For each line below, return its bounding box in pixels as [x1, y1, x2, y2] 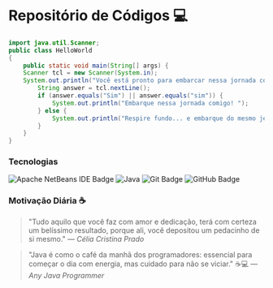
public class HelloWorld [8, 46, 93, 54]
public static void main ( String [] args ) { [23, 62, 169, 70]
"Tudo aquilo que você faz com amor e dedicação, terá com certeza [28, 217, 258, 226]
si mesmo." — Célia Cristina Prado [28, 234, 145, 243]
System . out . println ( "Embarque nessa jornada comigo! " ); [51, 99, 249, 107]
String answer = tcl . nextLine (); [37, 84, 151, 92]
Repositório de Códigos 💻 [8, 6, 188, 25]
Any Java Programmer [28, 270, 105, 280]
